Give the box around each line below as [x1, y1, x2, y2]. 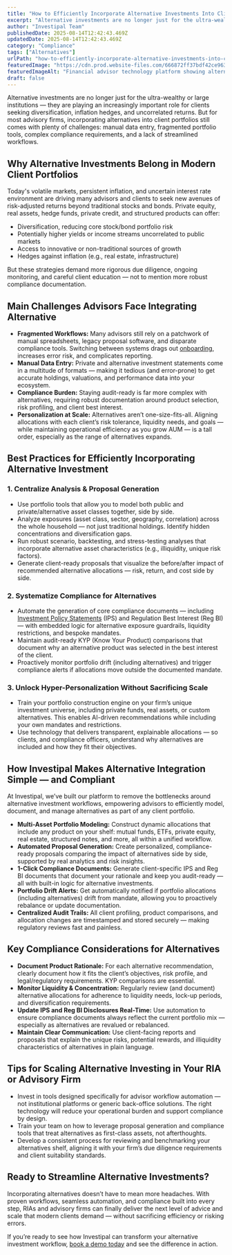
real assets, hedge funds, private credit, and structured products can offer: [7, 209, 220, 218]
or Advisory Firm [7, 1073, 81, 1085]
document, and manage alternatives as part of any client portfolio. [7, 807, 195, 815]
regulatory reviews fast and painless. [17, 923, 123, 932]
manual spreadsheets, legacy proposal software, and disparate [17, 337, 197, 345]
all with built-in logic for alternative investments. [17, 879, 154, 888]
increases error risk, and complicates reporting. [17, 351, 153, 360]
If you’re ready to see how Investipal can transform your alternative [7, 1232, 198, 1240]
